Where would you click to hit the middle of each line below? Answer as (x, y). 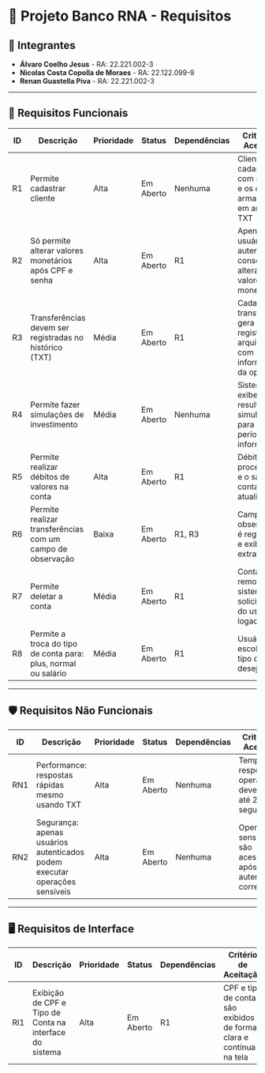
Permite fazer (55, 405)
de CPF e (49, 1003)
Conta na (49, 1022)
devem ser (50, 327)
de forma (241, 1028)
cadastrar (48, 188)
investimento (54, 424)
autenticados (60, 852)
